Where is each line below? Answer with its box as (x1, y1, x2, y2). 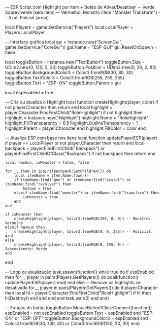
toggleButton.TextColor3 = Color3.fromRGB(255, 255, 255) (5, 75, 125, 80)
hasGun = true (23, 186, 52, 191)
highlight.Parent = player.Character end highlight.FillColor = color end (5, 125, 146, 131)
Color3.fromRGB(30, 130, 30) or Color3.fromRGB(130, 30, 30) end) (5, 321, 140, 326)
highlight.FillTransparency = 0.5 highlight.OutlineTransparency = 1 (5, 120, 138, 126)
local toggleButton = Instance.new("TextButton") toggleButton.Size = (5, 59, 145, 65)
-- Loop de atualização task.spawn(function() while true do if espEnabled (5, 269, 154, 275)
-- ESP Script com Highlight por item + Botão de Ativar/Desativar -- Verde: (5, 4, 156, 10)
